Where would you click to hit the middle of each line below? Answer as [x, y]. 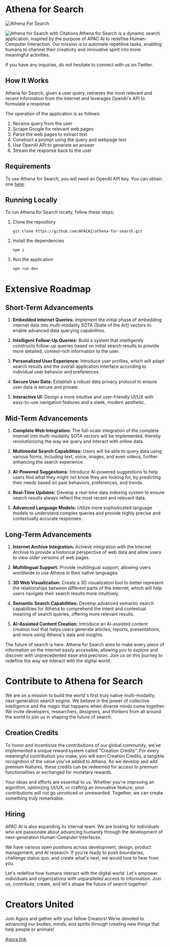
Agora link [16, 939]
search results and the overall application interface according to [79, 366]
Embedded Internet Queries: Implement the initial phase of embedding [87, 320]
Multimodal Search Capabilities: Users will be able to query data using [87, 451]
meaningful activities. [28, 55]
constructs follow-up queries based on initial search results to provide [86, 346]
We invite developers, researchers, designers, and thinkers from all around [83, 711]
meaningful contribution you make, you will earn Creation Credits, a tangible [85, 756]
